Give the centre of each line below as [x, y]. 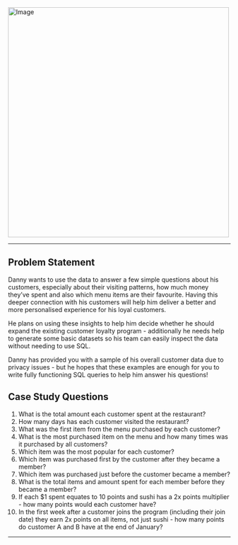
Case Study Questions [58, 397]
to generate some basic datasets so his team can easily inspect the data [113, 338]
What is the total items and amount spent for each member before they [121, 481]
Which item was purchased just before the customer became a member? [124, 474]
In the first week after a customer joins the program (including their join [121, 512]
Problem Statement [52, 262]
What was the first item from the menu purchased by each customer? [119, 429]
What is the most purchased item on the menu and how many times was [123, 436]
